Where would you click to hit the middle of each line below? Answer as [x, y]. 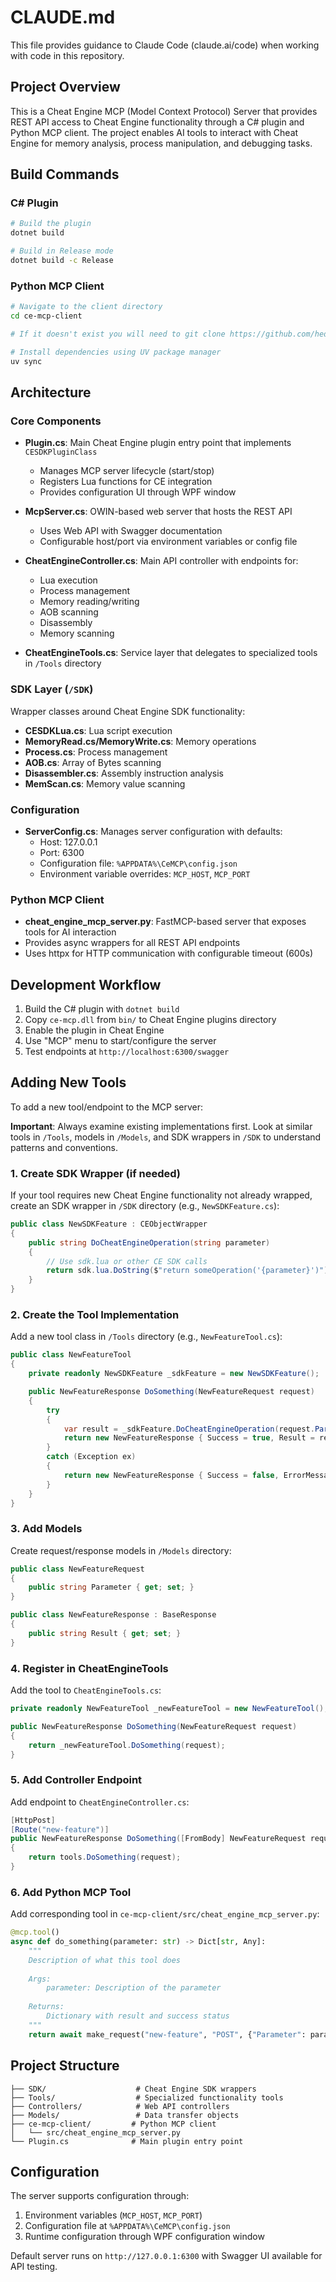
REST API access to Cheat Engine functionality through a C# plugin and [157, 122]
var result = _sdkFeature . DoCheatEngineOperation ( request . [189, 1429]
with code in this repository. [67, 55]
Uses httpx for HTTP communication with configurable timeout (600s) [169, 953]
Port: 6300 [62, 852]
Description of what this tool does [105, 1960]
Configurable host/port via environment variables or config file [168, 542]
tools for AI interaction [70, 932]
